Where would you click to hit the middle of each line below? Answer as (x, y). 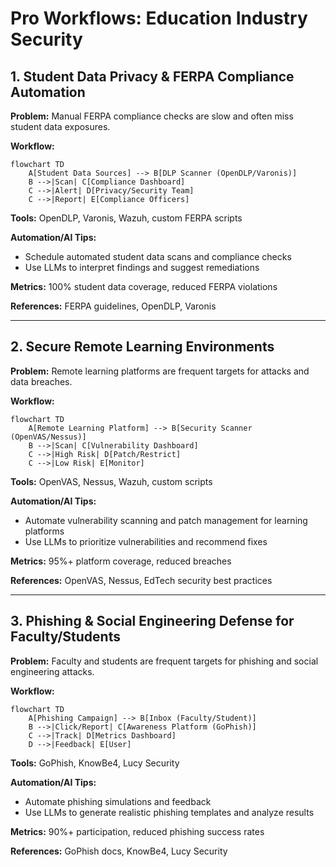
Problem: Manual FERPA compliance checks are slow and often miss (152, 116)
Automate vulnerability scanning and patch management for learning (166, 520)
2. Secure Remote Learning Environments (142, 347)
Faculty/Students (65, 637)
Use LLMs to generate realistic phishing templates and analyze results (169, 812)
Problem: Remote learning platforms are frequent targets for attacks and (160, 371)
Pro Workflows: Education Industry (159, 18)
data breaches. (41, 381)
